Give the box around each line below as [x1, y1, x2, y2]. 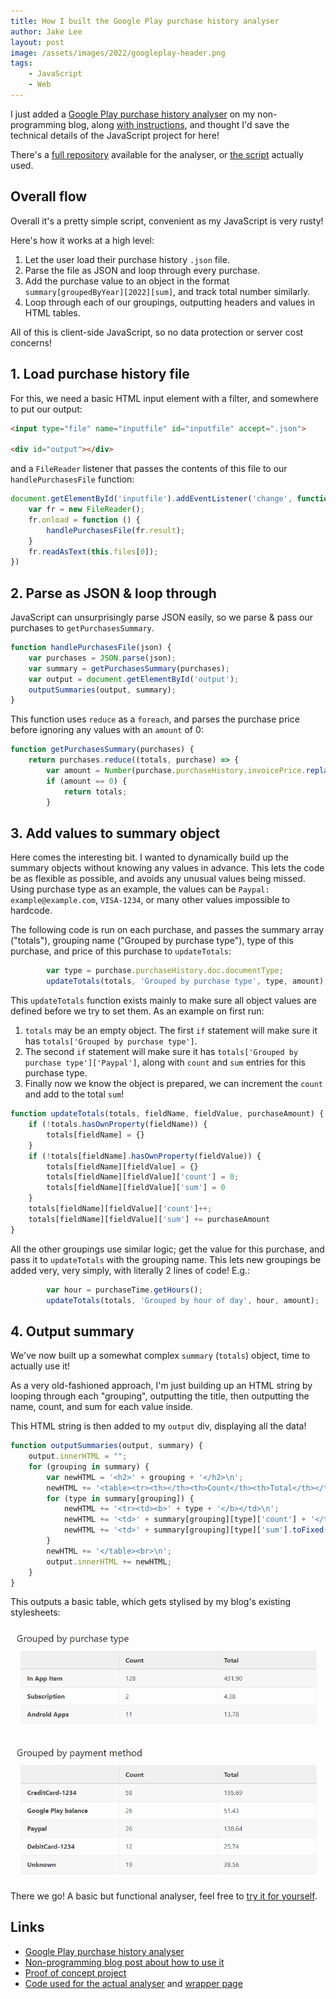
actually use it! [10, 1360, 70, 1372]
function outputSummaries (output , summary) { [10, 1441, 203, 1451]
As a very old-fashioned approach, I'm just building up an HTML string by [10, 1380, 313, 1392]
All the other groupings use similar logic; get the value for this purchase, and [10, 1243, 325, 1255]
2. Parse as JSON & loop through [10, 585, 217, 602]
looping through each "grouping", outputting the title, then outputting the [10, 1390, 310, 1402]
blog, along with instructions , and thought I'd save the [68, 118, 290, 130]
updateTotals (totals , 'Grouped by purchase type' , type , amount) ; [46, 976, 329, 987]
